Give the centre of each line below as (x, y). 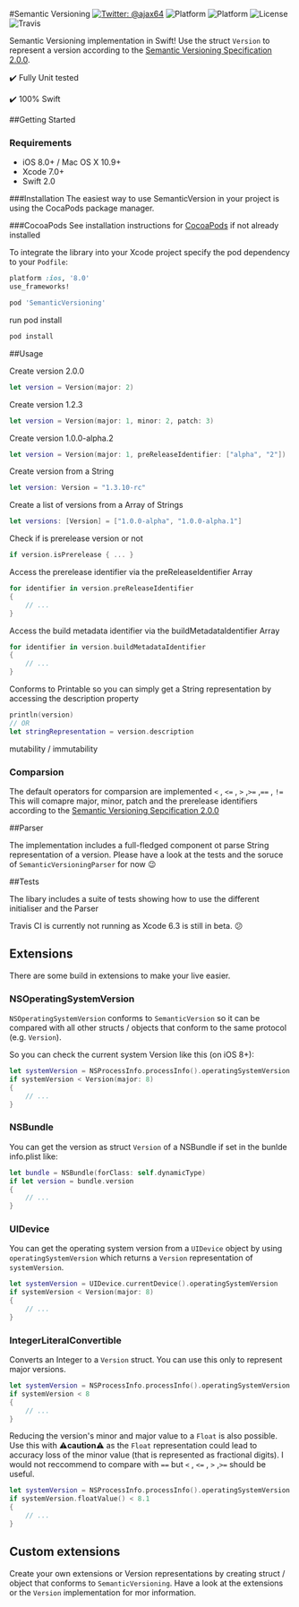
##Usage (26, 353)
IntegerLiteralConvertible (66, 1340)
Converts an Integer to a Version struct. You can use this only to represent (146, 1360)
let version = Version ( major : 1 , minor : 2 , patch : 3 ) (112, 421)
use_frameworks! (39, 287)
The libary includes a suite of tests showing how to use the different (134, 898)
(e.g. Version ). (35, 1037)
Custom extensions (65, 1552)
